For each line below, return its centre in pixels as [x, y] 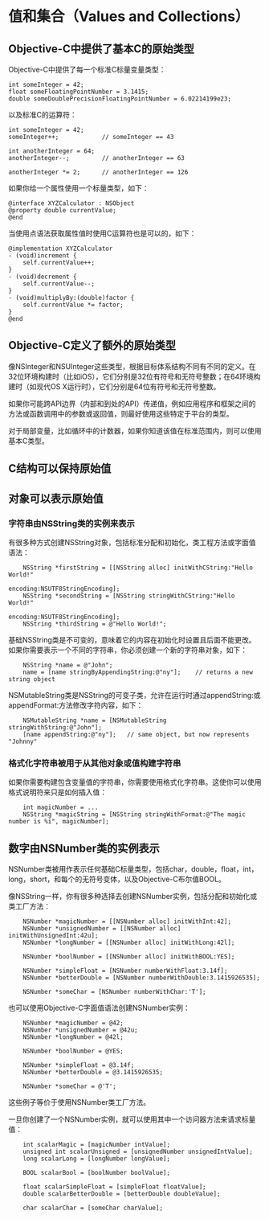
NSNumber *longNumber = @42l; [73, 1037]
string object [32, 679]
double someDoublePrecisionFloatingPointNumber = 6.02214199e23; [120, 99]
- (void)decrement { [43, 277]
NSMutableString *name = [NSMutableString [95, 720]
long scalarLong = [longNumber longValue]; [97, 1159]
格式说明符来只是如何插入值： [57, 792]
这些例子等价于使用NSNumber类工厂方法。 [79, 1102]
